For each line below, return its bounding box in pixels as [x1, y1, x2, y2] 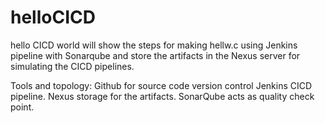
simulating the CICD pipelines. [10, 60, 135, 72]
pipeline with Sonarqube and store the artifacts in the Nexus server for [10, 49, 301, 61]
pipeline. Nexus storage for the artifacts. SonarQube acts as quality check [10, 90, 315, 102]
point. [10, 101, 35, 113]
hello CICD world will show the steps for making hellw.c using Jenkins [10, 39, 298, 51]
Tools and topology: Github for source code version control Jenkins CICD [10, 79, 313, 91]
